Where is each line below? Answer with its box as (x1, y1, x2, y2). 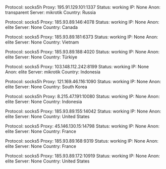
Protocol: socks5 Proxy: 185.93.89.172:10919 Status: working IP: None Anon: (5, 153, 160, 159)
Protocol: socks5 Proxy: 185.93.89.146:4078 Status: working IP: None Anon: (5, 19, 160, 25)
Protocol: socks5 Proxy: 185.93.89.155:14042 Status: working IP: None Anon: (5, 109, 162, 114)
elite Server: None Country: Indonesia (5, 99, 82, 105)
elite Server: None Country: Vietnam (5, 39, 79, 45)
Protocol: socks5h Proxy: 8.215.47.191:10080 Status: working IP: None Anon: (5, 94, 160, 99)
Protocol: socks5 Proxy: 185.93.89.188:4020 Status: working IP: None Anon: (5, 49, 160, 55)
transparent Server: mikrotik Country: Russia (5, 9, 96, 15)
